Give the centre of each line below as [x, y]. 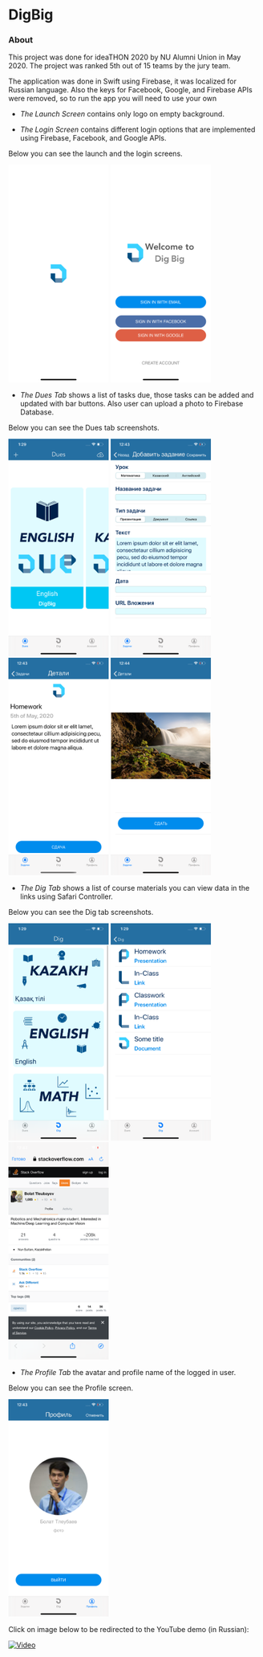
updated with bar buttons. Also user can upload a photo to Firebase [131, 404]
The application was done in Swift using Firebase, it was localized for [122, 81]
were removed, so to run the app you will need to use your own [113, 99]
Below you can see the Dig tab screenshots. [81, 912]
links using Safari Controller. [67, 896]
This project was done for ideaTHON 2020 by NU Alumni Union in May [125, 57]
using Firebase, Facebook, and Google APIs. [93, 138]
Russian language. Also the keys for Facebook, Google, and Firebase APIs [130, 90]
